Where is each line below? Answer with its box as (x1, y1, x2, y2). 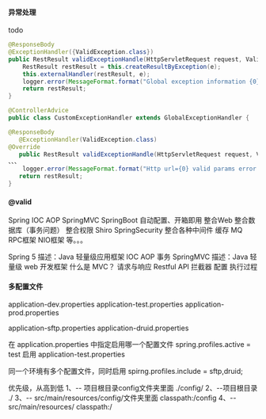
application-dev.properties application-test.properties (8, 299, 184, 309)
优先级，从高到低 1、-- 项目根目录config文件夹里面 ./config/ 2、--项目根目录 (8, 383, 258, 393)
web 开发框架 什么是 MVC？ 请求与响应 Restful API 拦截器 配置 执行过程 (23, 262, 258, 272)
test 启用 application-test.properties (8, 349, 125, 360)
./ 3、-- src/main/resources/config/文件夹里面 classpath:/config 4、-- (8, 393, 237, 403)
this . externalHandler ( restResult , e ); (22, 70, 150, 78)
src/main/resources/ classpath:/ (8, 402, 112, 412)
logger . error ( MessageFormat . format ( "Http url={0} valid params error (22, 165, 257, 173)
